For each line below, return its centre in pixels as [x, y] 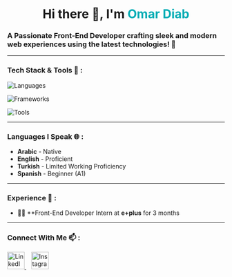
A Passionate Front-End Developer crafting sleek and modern [112, 36]
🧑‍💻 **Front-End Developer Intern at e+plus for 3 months [98, 213]
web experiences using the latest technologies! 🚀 [91, 44]
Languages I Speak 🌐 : [46, 136]
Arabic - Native [39, 152]
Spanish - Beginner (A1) [51, 174]
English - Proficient [45, 159]
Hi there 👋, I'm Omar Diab [116, 14]
